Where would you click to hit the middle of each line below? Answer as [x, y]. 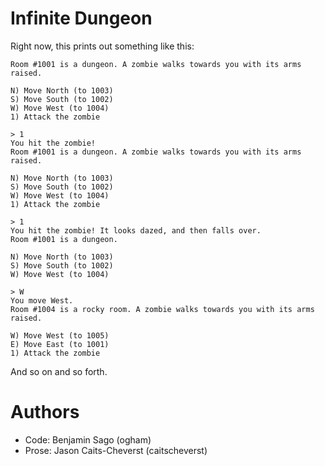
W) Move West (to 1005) [60, 335]
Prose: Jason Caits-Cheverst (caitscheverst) [116, 450]
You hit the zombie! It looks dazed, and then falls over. [136, 230]
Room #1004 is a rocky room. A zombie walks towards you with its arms [162, 309]
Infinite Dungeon [81, 18]
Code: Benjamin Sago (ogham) [88, 439]
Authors [45, 412]
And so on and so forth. [59, 371]
